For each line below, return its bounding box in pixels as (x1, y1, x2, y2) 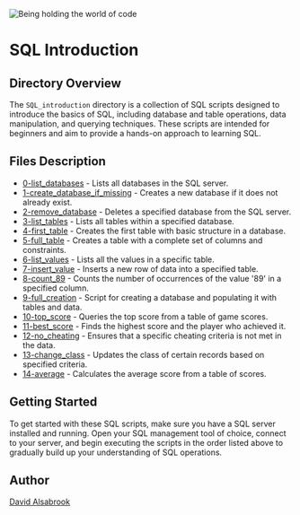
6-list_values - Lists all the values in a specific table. (22, 254, 216, 265)
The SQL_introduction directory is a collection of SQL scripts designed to (9, 100, 280, 109)
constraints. (22, 244, 67, 255)
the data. (22, 339, 56, 350)
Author (9, 473, 49, 488)
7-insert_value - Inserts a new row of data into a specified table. (22, 263, 259, 274)
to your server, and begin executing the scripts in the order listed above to (9, 437, 284, 448)
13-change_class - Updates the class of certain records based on (22, 349, 265, 360)
